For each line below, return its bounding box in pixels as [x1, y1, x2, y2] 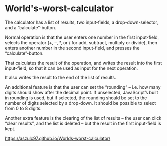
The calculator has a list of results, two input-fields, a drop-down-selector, [5, 19, 158, 25]
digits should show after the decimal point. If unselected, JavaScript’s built [5, 89, 158, 95]
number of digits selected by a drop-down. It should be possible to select [5, 100, 156, 106]
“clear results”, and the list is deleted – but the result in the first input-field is [5, 120, 161, 126]
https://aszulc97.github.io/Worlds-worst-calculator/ [5, 135, 111, 141]
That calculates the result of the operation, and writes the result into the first [5, 60, 162, 66]
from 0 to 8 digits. [5, 105, 42, 111]
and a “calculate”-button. [5, 24, 56, 30]
